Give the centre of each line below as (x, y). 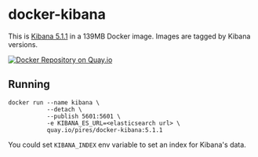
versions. (23, 44)
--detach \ (64, 109)
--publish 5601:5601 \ (84, 116)
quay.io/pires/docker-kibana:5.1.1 (105, 130)
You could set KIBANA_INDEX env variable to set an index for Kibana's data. (127, 144)
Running (29, 84)
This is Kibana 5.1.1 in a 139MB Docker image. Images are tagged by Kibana (129, 36)
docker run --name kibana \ (54, 102)
